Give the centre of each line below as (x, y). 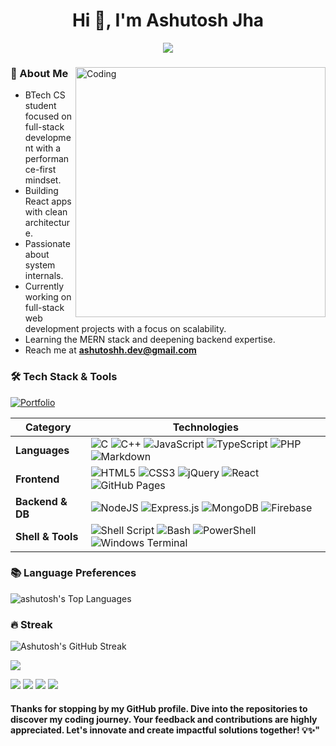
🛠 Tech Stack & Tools (64, 377)
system (40, 265)
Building (41, 191)
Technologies (205, 427)
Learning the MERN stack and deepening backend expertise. (150, 340)
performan (47, 159)
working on (48, 297)
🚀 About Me (39, 73)
